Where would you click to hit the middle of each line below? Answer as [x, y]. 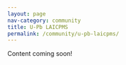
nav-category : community [44, 20]
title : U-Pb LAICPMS [38, 27]
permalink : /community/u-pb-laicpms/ [63, 34]
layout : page [27, 14]
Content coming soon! [40, 54]
